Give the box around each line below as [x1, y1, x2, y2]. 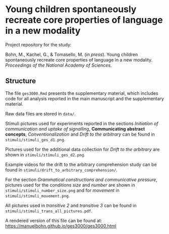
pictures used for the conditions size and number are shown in [5, 182, 135, 188]
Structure [5, 77, 36, 85]
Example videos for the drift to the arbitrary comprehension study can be [5, 161, 157, 167]
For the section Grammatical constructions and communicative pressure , [5, 177, 158, 183]
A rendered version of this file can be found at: [5, 217, 102, 223]
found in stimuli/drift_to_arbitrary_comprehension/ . [5, 166, 118, 172]
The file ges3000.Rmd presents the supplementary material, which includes [5, 90, 158, 96]
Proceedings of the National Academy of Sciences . [5, 62, 112, 68]
